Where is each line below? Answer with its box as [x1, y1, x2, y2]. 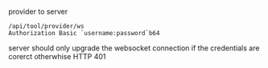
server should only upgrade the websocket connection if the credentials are [8, 43, 260, 53]
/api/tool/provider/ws [8, 22, 85, 30]
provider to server [8, 7, 68, 16]
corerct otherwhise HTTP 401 [8, 52, 106, 61]
